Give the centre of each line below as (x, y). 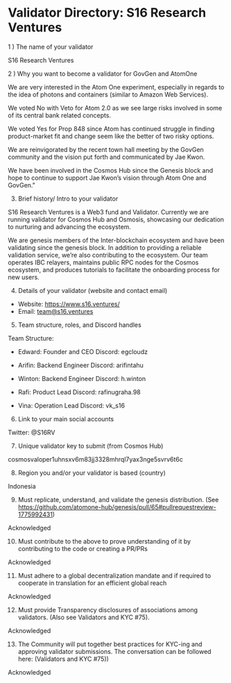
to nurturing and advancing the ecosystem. (69, 226)
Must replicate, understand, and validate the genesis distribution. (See (118, 499)
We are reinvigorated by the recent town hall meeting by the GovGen (106, 149)
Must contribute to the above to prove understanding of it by (104, 541)
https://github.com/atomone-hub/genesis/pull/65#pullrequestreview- (117, 507)
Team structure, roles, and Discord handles (79, 325)
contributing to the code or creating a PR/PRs (83, 548)
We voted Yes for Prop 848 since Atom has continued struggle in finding (111, 128)
